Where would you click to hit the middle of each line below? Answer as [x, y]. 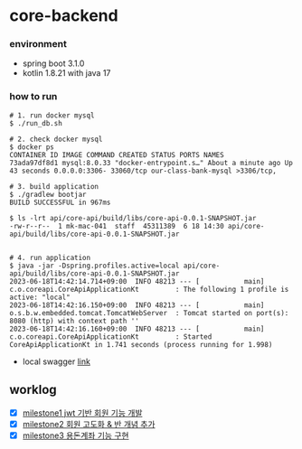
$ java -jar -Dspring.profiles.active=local [94, 266]
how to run [33, 97]
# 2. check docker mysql [56, 139]
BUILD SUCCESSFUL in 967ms [60, 202]
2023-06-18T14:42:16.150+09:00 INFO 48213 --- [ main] [137, 305]
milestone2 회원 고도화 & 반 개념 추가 [89, 424]
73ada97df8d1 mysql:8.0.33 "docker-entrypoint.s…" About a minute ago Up [151, 163]
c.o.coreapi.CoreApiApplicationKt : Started [111, 337]
